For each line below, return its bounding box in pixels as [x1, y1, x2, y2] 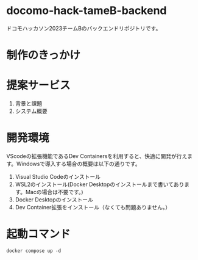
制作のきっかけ [6, 48, 81, 62]
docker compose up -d [6, 248, 62, 254]
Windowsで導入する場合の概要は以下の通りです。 [16, 160, 141, 167]
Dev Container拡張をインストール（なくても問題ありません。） [15, 204, 171, 211]
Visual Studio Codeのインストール [15, 173, 101, 180]
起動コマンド [6, 227, 71, 241]
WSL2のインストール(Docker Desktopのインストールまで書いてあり [15, 181, 185, 188]
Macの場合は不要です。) [25, 189, 83, 195]
